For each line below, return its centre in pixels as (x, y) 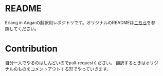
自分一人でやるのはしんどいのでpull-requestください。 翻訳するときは (75, 63)
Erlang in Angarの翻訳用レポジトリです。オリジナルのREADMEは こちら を (78, 22)
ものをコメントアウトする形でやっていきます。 (64, 69)
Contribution (31, 49)
